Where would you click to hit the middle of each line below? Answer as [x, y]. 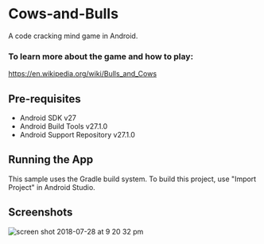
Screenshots [41, 213]
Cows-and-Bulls [64, 14]
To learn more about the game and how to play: [101, 56]
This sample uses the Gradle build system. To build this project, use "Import [132, 179]
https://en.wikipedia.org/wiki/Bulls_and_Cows [83, 74]
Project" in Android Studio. [52, 187]
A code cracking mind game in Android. [73, 36]
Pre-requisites [45, 99]
